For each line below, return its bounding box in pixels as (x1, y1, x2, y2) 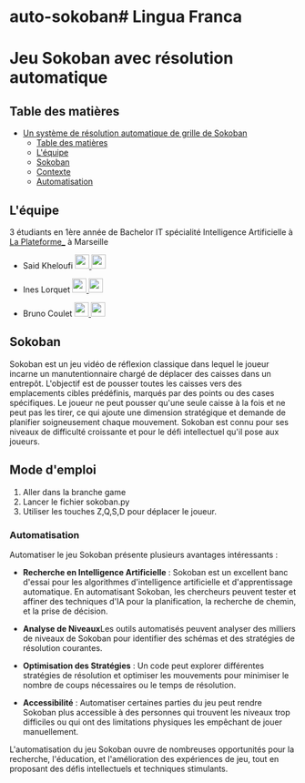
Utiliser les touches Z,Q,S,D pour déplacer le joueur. (22, 505, 217, 516)
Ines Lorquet (22, 284, 71, 295)
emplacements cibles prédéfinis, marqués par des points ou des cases (9, 387, 275, 398)
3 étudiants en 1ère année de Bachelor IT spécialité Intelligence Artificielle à (9, 227, 293, 238)
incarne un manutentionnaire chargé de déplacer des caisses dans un (9, 368, 271, 379)
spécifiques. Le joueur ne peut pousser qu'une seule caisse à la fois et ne (9, 397, 286, 408)
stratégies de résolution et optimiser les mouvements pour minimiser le (22, 669, 290, 680)
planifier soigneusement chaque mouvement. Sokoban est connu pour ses (9, 416, 290, 427)
